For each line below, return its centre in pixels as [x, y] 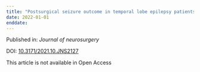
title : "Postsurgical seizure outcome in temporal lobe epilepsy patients [101, 12]
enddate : [17, 23]
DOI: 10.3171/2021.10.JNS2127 [43, 51]
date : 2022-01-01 [28, 17]
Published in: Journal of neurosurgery [53, 40]
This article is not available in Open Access [59, 62]
